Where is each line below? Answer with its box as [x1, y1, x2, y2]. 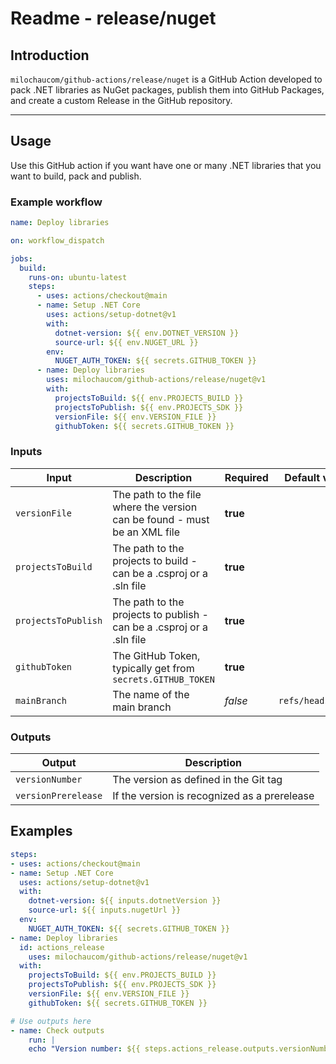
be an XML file [112, 525, 181, 539]
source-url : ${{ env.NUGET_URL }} [54, 337, 199, 347]
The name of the [112, 687, 190, 701]
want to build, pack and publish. [10, 170, 142, 182]
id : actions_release [19, 942, 105, 952]
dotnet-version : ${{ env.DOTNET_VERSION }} [54, 328, 240, 338]
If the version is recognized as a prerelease [112, 789, 315, 803]
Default [284, 470, 321, 484]
